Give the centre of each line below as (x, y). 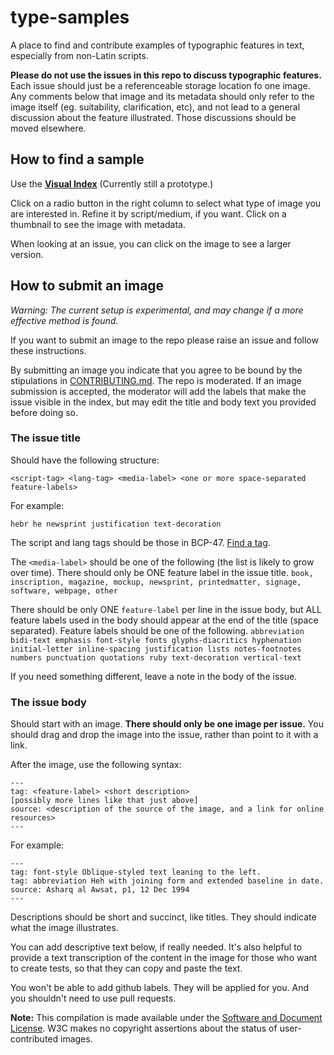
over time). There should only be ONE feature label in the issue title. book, (162, 572)
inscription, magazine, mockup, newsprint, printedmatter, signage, (156, 582)
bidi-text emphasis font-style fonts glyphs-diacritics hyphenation (156, 640)
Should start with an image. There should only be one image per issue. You (167, 724)
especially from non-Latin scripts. (79, 55)
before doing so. (44, 412)
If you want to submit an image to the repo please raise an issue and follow (164, 340)
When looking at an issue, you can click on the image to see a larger (151, 243)
